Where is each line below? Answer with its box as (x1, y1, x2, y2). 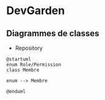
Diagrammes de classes (6, 28, 100, 39)
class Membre (6, 67, 40, 73)
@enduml (6, 88, 26, 94)
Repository (15, 44, 43, 52)
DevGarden (6, 4, 65, 18)
